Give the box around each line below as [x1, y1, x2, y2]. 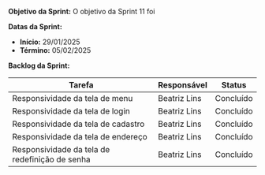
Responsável [157, 80, 207, 90]
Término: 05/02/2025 [19, 46, 91, 54]
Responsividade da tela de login [12, 106, 130, 117]
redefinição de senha [12, 154, 91, 165]
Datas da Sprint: [8, 22, 63, 31]
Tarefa [68, 80, 94, 90]
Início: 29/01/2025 [19, 37, 80, 47]
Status [221, 80, 247, 90]
